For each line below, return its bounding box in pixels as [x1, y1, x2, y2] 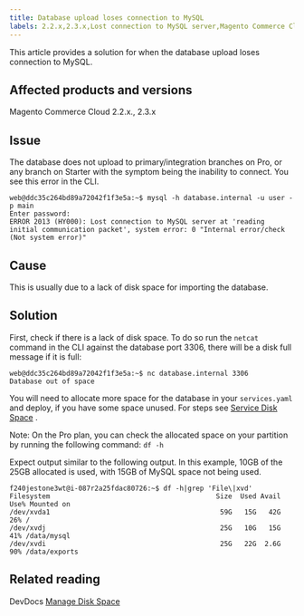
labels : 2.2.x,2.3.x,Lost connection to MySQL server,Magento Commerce [9, 22, 285, 31]
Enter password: [9, 209, 71, 218]
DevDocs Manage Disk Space [9, 595, 120, 607]
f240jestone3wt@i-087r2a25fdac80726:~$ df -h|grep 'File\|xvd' [9, 484, 253, 493]
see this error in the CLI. [9, 176, 100, 187]
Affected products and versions [9, 82, 193, 98]
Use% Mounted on [9, 499, 71, 508]
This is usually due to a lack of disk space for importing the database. [9, 282, 269, 293]
